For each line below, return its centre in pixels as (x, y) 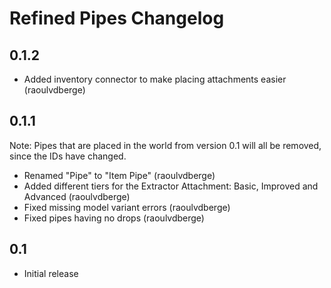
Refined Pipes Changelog (117, 18)
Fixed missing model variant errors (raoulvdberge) (127, 207)
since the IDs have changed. (68, 156)
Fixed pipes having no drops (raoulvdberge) (114, 218)
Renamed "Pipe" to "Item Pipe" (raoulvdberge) (119, 175)
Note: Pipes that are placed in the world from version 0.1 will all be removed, (165, 145)
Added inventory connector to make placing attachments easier (155, 79)
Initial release (51, 273)
